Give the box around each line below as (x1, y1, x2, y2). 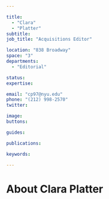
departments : (6, 58, 39, 64)
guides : (6, 129, 26, 135)
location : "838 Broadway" (6, 47, 71, 53)
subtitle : (6, 31, 31, 37)
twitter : (6, 102, 28, 108)
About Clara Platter (6, 182, 104, 195)
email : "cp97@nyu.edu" (6, 91, 63, 97)
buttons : (6, 119, 28, 125)
